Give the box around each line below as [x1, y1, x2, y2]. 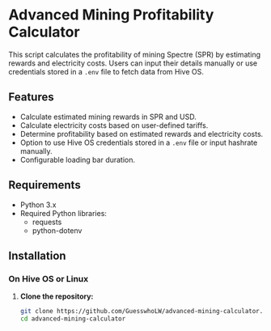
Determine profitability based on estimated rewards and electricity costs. [19, 129, 264, 138]
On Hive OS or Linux [8, 273, 89, 284]
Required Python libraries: [19, 208, 108, 218]
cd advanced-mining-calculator [19, 315, 126, 323]
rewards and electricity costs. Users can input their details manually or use [8, 58, 257, 68]
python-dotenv [32, 225, 83, 236]
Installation [8, 248, 66, 262]
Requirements [8, 178, 81, 192]
